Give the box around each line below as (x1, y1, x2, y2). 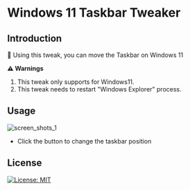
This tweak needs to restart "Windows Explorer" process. (17, 85, 182, 93)
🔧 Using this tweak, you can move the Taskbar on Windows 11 (7, 51, 184, 59)
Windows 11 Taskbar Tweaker (7, 5, 181, 21)
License (7, 157, 42, 169)
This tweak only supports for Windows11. (17, 78, 135, 86)
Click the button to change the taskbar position (17, 137, 152, 145)
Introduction (7, 33, 62, 44)
